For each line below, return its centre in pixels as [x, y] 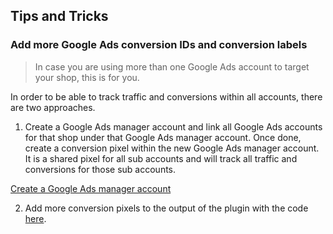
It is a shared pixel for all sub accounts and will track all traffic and [161, 158]
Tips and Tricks [59, 16]
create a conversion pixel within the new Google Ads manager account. [172, 148]
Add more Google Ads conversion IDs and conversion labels [159, 45]
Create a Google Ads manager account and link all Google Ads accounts [173, 126]
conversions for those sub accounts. [100, 169]
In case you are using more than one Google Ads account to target [172, 66]
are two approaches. [53, 107]
